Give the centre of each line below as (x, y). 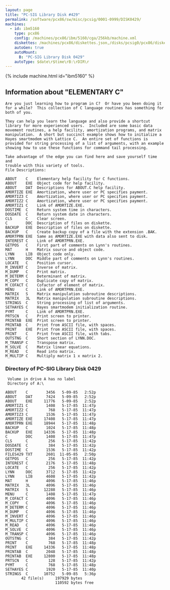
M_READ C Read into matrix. (40, 352)
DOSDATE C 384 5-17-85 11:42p (51, 446)
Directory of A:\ (26, 384)
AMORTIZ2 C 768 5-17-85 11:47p (51, 410)
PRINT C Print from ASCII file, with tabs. (59, 334)
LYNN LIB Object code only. (40, 254)
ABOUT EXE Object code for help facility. (55, 183)
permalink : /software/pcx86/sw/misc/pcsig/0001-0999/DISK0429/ (73, 19)
